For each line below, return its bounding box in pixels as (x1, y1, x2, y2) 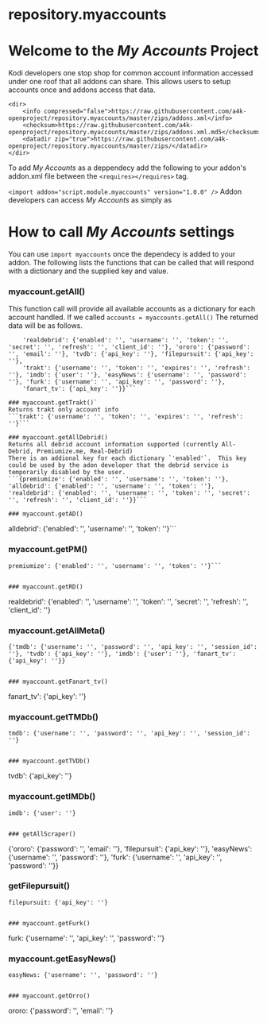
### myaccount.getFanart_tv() (8, 677, 109, 685)
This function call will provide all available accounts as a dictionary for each (8, 304, 256, 314)
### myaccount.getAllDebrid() (8, 434, 109, 442)
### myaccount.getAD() (8, 510, 83, 518)
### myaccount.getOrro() (8, 992, 91, 1000)
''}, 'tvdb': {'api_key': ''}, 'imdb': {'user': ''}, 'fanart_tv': (8, 650, 237, 658)
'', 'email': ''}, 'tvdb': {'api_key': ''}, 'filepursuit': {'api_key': (8, 350, 254, 358)
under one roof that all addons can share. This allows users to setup (8, 77, 231, 87)
